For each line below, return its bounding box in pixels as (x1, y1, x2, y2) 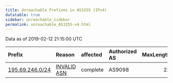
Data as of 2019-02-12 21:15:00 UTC (5, 36, 82, 42)
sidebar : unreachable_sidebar (5, 17, 71, 22)
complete (81, 66, 104, 73)
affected (81, 51, 102, 58)
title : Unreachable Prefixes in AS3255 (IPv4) (5, 7, 107, 13)
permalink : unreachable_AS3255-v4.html (5, 22, 91, 27)
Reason (56, 51, 75, 58)
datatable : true (5, 12, 40, 17)
